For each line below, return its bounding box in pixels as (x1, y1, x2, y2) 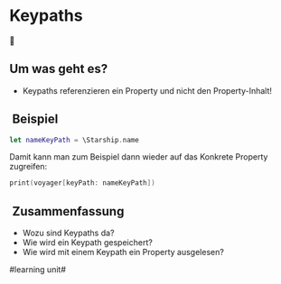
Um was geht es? (9, 61, 108, 77)
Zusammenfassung (12, 204, 125, 219)
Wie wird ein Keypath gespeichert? (22, 237, 154, 248)
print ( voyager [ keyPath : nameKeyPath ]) (9, 179, 155, 188)
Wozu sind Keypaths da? (22, 227, 115, 239)
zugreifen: (9, 161, 48, 172)
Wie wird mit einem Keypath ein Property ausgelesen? (22, 247, 224, 258)
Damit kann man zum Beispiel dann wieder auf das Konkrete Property (9, 151, 268, 162)
